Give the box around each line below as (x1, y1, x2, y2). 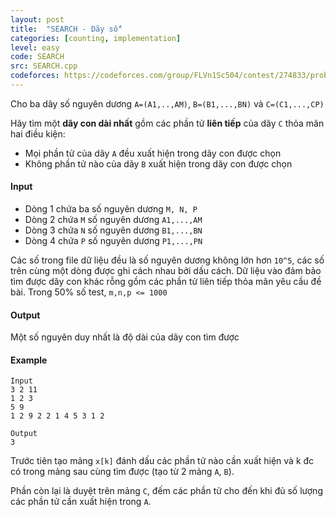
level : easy (10, 42, 60, 53)
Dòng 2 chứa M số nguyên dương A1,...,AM (24, 214, 203, 226)
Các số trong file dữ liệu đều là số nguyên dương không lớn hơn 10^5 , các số (10, 254, 325, 266)
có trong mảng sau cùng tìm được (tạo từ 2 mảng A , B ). (10, 466, 235, 478)
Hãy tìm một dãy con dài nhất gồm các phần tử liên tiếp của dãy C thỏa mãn (10, 117, 325, 129)
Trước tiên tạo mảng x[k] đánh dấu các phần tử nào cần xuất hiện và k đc (10, 455, 315, 467)
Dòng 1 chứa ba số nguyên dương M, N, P (24, 203, 198, 215)
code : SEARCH (10, 52, 65, 62)
